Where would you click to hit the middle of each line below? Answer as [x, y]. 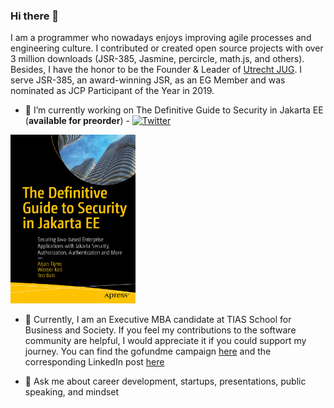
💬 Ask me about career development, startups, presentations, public [165, 381]
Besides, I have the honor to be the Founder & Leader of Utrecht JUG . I [156, 70]
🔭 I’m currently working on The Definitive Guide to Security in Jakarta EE [174, 110]
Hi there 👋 [35, 16]
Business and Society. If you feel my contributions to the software [160, 330]
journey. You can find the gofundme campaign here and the [148, 351]
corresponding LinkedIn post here [94, 362]
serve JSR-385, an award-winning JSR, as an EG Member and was [148, 80]
